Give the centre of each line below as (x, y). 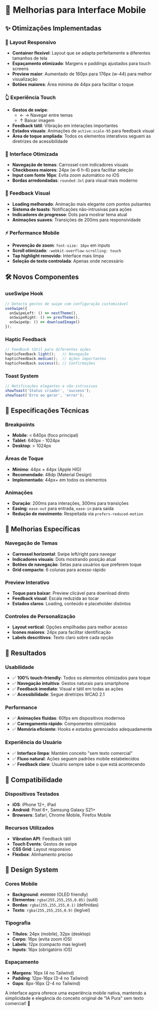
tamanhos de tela (30, 58)
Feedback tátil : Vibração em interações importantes (65, 126)
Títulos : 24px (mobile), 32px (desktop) (51, 934)
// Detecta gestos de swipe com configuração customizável (67, 304)
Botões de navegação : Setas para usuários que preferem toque (77, 564)
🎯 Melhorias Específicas (43, 529)
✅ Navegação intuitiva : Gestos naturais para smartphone (70, 683)
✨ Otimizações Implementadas (53, 28)
